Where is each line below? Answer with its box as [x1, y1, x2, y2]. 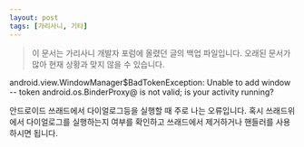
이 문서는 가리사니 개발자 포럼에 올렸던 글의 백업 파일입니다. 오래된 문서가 [31, 47, 291, 59]
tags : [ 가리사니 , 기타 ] [9, 22, 88, 31]
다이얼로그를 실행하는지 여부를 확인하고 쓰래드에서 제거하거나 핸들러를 [25, 116, 274, 127]
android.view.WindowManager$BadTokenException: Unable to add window [9, 77, 291, 87]
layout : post [9, 13, 59, 23]
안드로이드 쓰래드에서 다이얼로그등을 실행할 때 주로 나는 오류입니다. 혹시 [9, 105, 264, 115]
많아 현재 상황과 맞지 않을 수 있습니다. [31, 59, 165, 69]
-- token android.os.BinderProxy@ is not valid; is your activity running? [9, 87, 274, 97]
